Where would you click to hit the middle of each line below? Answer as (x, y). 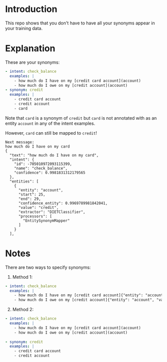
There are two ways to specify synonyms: (48, 267)
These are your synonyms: (32, 62)
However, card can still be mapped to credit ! (51, 133)
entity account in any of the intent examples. (50, 123)
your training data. (24, 28)
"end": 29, (30, 199)
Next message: (20, 142)
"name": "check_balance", (41, 168)
